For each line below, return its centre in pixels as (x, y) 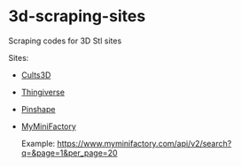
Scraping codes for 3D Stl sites (65, 41)
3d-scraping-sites (77, 16)
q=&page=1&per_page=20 (69, 153)
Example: (38, 143)
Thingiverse (43, 92)
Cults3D (36, 75)
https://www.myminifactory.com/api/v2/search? (144, 143)
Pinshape (38, 109)
